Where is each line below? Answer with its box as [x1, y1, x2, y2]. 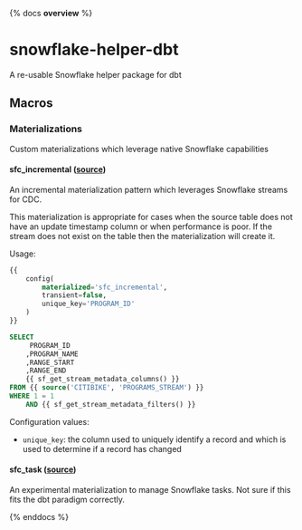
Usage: [9, 248, 36, 259]
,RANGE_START [25, 358, 75, 367]
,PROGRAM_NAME [25, 349, 79, 359]
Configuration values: [9, 416, 90, 427]
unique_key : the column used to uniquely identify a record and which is [22, 434, 287, 445]
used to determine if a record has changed [22, 443, 183, 454]
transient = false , [42, 291, 107, 300]
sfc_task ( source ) [9, 464, 77, 475]
